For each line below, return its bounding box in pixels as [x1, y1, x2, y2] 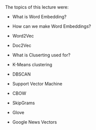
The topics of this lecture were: [5, 4, 69, 10]
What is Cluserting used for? [12, 52, 71, 58]
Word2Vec [12, 33, 34, 39]
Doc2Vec [12, 43, 31, 48]
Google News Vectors [12, 119, 57, 125]
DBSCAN [12, 71, 31, 77]
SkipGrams [12, 100, 35, 106]
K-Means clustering [12, 62, 52, 67]
